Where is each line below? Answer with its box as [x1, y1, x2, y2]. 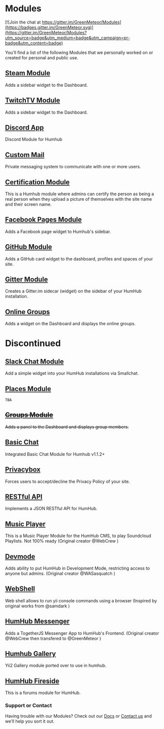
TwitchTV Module [5, 96, 60, 104]
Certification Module [5, 178, 70, 186]
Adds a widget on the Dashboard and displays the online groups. [5, 321, 136, 327]
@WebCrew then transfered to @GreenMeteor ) [5, 635, 101, 641]
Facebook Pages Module [5, 215, 82, 224]
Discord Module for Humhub [5, 136, 63, 142]
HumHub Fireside [5, 677, 60, 685]
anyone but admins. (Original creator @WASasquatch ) [5, 570, 116, 576]
